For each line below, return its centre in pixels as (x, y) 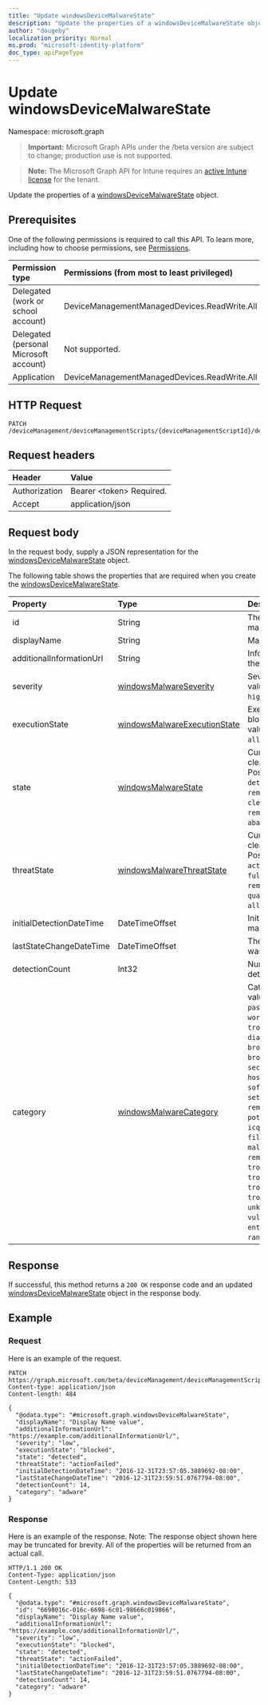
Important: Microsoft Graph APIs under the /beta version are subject (140, 147)
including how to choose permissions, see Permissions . (100, 248)
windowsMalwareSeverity (166, 687)
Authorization (37, 491)
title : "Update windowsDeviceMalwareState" (82, 16)
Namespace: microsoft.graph (56, 131)
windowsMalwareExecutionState (179, 724)
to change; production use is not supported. (100, 155)
